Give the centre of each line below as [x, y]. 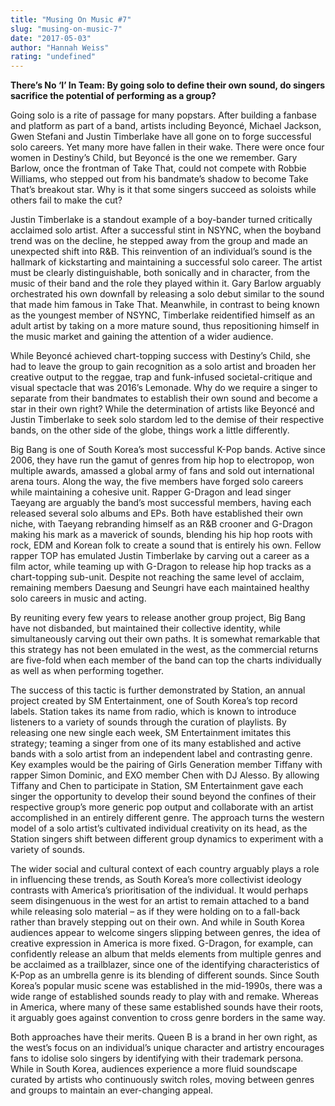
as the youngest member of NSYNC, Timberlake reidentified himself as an [163, 315]
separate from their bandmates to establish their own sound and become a [164, 398]
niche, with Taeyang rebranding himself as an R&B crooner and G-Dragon [161, 524]
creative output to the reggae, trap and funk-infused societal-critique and [161, 377]
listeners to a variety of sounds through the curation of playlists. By [148, 722]
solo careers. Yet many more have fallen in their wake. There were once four [167, 147]
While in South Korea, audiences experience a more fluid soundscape [154, 1069]
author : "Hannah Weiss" [60, 47]
